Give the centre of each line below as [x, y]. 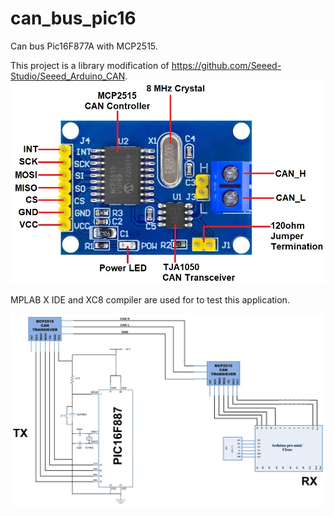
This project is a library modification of [90, 65]
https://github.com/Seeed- [226, 65]
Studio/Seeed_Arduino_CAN [68, 76]
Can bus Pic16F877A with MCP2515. [84, 46]
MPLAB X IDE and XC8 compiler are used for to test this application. [150, 300]
